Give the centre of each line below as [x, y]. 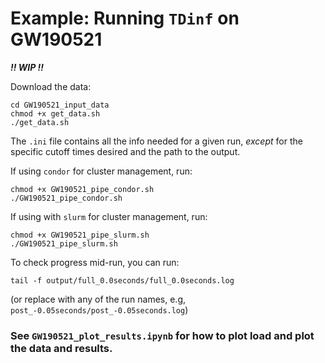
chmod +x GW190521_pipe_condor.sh [82, 189]
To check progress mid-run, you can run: [95, 262]
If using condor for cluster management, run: [101, 171]
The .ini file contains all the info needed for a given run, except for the [156, 141]
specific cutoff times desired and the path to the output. [125, 151]
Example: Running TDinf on [125, 18]
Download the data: [51, 86]
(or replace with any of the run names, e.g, [98, 299]
